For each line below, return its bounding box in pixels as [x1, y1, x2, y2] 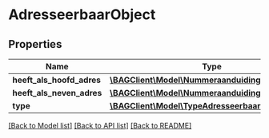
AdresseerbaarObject [8, 6, 156, 24]
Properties [8, 37, 62, 51]
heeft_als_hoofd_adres [12, 74, 102, 85]
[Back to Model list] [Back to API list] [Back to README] [8, 121, 192, 130]
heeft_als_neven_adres [12, 88, 102, 98]
